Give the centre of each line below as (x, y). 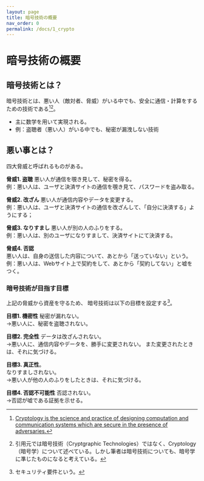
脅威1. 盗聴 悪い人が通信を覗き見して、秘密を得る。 (71, 179)
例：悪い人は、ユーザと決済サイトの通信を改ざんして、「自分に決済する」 (98, 207)
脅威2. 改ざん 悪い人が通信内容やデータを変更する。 (71, 199)
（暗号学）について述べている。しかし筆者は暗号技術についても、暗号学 (105, 451)
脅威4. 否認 (20, 248)
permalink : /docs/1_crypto (40, 29)
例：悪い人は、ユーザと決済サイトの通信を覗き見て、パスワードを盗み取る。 (102, 187)
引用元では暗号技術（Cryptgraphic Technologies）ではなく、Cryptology (105, 443)
